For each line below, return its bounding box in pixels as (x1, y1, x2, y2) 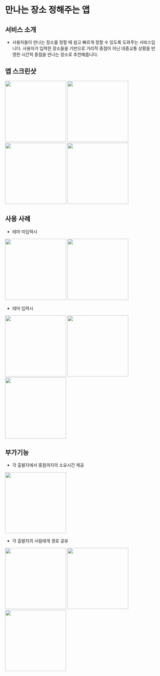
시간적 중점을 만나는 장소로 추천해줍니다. (21, 52, 99, 57)
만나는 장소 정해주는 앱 (5, 4, 90, 16)
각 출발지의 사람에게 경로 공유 (12, 538, 68, 544)
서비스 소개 (5, 25, 37, 34)
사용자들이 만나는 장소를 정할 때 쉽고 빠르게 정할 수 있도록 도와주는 (12, 40, 139, 45)
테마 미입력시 (12, 228, 38, 235)
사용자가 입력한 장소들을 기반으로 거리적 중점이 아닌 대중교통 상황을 (22, 45, 150, 51)
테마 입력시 (12, 305, 34, 311)
